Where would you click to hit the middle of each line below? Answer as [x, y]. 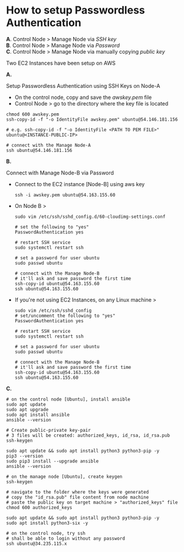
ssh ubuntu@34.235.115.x [37, 543]
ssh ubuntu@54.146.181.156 [39, 150]
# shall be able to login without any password [66, 538]
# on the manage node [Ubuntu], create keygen [64, 477]
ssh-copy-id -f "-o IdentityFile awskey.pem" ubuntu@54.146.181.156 [92, 119]
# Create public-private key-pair [49, 430]
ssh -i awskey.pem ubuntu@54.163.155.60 [65, 195]
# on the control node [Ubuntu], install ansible [68, 399]
